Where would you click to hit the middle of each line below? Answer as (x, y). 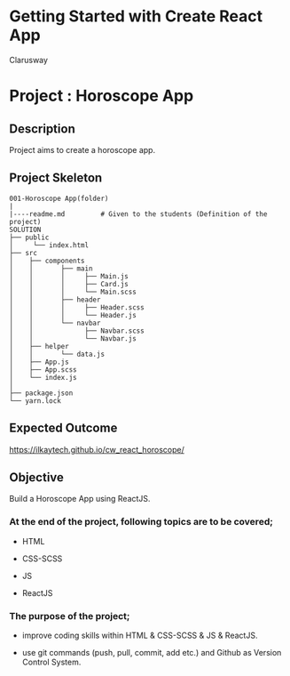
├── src (24, 253)
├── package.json (41, 393)
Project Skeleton (56, 178)
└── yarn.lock (35, 401)
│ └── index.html (49, 245)
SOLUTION (25, 229)
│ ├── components (47, 261)
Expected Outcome (63, 428)
